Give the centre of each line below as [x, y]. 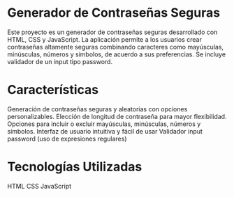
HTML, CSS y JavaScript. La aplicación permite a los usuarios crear [105, 39]
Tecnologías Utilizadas [75, 167]
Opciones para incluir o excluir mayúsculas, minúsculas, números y [104, 124]
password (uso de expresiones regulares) [67, 139]
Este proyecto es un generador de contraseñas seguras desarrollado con [112, 32]
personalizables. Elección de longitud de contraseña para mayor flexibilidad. [117, 116]
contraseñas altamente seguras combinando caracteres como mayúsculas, [116, 47]
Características [53, 90]
